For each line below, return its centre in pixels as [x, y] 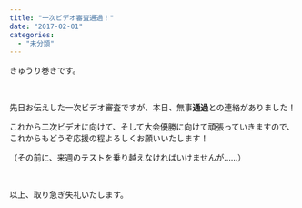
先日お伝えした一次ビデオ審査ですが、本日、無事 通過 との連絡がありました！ [153, 108]
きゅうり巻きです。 [45, 70]
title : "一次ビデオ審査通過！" [62, 18]
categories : [32, 35]
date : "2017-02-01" [46, 26]
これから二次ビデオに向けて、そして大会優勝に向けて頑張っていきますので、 [152, 127]
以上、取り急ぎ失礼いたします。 [69, 195]
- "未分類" [36, 43]
